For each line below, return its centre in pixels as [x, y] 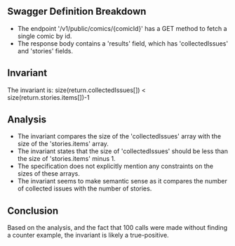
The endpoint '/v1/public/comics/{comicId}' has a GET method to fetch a [122, 28]
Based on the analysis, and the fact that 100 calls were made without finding [117, 228]
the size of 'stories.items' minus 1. [66, 159]
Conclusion [33, 211]
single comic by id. [45, 36]
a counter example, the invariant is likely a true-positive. [88, 235]
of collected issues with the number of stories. [85, 188]
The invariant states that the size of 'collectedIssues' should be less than [122, 151]
